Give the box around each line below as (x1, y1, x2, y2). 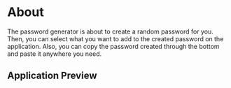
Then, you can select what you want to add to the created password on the (7, 34, 224, 43)
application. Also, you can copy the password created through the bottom (7, 42, 220, 50)
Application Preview (7, 70, 97, 82)
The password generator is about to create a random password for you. (7, 27, 213, 36)
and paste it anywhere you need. (7, 50, 102, 58)
